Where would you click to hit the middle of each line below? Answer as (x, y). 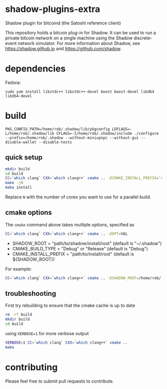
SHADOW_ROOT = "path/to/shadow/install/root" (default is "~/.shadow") (87, 243)
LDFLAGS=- (122, 129)
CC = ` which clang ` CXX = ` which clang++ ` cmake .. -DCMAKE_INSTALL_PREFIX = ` (83, 178)
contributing (32, 367)
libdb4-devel (19, 96)
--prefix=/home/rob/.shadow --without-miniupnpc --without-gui (72, 138)
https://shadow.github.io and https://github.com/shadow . (63, 48)
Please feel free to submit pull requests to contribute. (60, 381)
